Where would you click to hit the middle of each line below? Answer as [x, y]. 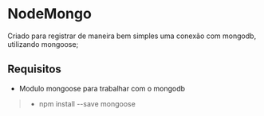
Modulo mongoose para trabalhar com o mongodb [102, 88]
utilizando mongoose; [43, 44]
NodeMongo [50, 14]
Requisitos [34, 70]
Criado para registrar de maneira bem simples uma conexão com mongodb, [132, 36]
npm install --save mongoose [87, 103]
